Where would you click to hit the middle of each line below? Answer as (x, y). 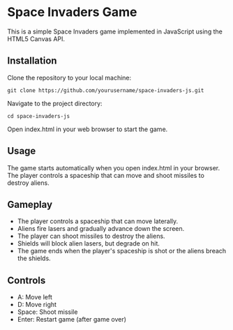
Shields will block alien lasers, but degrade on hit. (89, 243)
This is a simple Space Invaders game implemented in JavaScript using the (115, 31)
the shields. (34, 258)
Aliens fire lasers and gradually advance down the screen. (101, 229)
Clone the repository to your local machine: (69, 77)
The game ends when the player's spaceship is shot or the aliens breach (122, 251)
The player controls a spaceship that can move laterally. (98, 221)
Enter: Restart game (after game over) (72, 320)
